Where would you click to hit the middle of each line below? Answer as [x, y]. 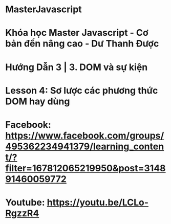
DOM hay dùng [38, 101]
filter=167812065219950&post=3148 [85, 168]
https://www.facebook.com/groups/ [85, 135]
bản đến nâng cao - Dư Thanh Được [82, 44]
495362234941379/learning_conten [85, 146]
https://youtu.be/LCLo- [98, 203]
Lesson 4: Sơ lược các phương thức [82, 90]
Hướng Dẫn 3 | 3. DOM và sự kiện [77, 67]
